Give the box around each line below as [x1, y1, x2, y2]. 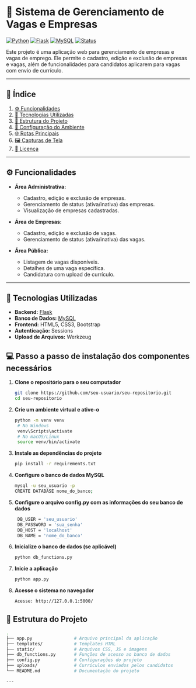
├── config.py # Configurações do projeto [6, 657, 142, 663]
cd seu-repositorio [14, 396, 62, 402]
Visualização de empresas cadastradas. [23, 207, 120, 214]
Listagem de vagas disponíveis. [23, 258, 99, 265]
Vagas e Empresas [6, 18, 98, 31]
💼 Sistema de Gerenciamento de [6, 5, 164, 19]
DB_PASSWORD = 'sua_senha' [17, 521, 83, 528]
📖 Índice [6, 89, 36, 99]
